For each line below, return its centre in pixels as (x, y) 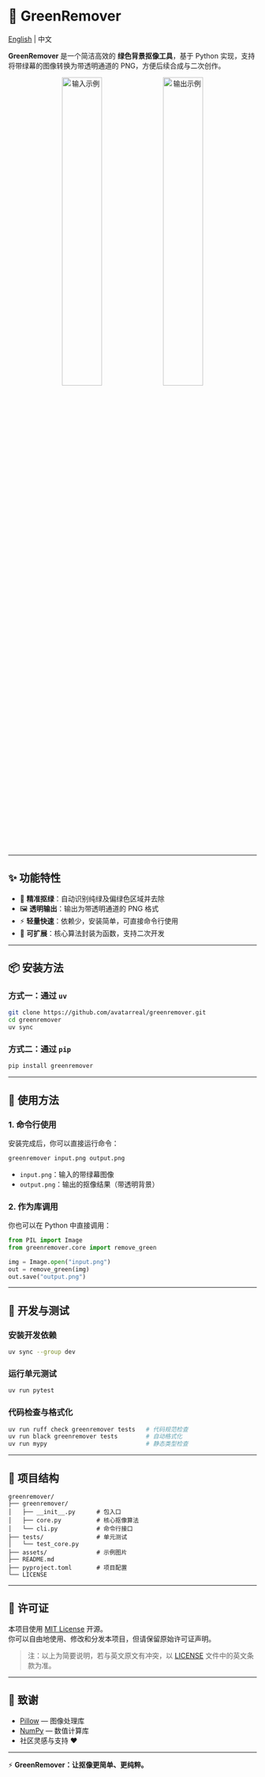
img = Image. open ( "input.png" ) (60, 1262)
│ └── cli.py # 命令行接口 (71, 1529)
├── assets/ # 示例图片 (68, 1553)
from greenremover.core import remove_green (82, 1247)
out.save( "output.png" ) (47, 1277)
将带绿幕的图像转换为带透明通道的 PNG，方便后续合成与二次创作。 (117, 66)
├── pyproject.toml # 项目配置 (68, 1568)
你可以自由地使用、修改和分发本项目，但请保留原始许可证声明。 (112, 1639)
